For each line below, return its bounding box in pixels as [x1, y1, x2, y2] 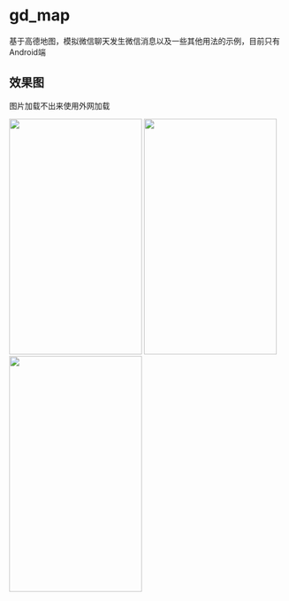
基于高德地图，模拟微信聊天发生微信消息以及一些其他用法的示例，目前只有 [9, 35, 280, 46]
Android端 [9, 46, 46, 58]
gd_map [9, 5, 71, 26]
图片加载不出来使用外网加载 [9, 100, 110, 111]
